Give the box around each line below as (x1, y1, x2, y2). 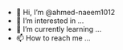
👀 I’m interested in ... (15, 16, 84, 25)
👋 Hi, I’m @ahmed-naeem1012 (15, 8, 116, 17)
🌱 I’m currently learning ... (15, 25, 102, 33)
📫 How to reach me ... (15, 33, 91, 43)
